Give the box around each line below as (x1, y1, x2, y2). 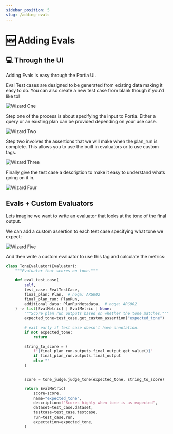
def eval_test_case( (15, 278, 59, 283)
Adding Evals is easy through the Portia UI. (6, 72, 97, 78)
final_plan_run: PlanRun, (24, 296, 80, 302)
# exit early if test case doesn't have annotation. (24, 325, 140, 330)
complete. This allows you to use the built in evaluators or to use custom (6, 143, 159, 149)
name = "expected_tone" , (33, 395, 82, 401)
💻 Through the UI (6, 56, 64, 65)
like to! (6, 93, 20, 99)
